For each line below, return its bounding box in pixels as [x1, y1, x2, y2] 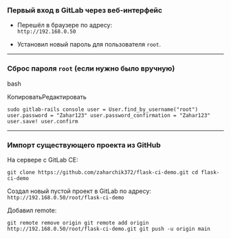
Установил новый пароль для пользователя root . [16, 40, 162, 49]
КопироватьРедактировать [7, 92, 87, 101]
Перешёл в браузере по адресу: [16, 21, 113, 29]
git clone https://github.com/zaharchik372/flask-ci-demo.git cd [7, 168, 198, 176]
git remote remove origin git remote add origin [7, 219, 149, 226]
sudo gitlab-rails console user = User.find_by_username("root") [7, 105, 198, 113]
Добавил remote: [7, 206, 57, 214]
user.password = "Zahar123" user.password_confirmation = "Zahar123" [7, 112, 211, 118]
